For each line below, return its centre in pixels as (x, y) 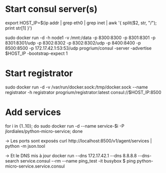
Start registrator (39, 73)
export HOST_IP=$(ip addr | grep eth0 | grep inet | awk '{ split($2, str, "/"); (81, 23)
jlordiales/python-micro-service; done (44, 131)
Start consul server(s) (51, 9)
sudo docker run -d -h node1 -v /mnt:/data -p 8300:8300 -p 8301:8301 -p (81, 38)
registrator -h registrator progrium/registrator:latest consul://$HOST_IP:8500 (83, 92)
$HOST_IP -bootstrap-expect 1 (36, 53)
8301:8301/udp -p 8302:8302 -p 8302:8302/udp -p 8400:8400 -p (73, 43)
